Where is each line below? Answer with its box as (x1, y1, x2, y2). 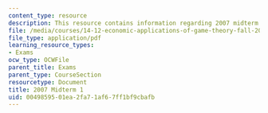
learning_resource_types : (8, 41, 94, 49)
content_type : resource (8, 11, 88, 20)
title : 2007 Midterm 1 (8, 85, 84, 94)
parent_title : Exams (8, 64, 77, 72)
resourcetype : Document (8, 78, 88, 86)
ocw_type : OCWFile (8, 56, 69, 64)
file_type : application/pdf (8, 33, 102, 42)
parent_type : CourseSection (8, 71, 102, 79)
